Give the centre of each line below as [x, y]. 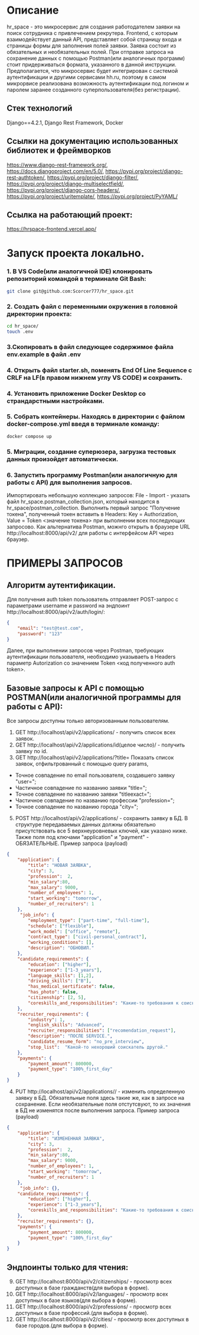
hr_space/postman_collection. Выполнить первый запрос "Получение [94, 508]
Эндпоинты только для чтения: [68, 1267]
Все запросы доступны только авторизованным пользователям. [88, 721]
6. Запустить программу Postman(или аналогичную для [92, 475]
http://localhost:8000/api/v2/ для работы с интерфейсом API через [90, 533]
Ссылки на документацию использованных [93, 141]
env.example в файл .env [44, 354]
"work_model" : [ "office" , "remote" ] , [74, 931]
